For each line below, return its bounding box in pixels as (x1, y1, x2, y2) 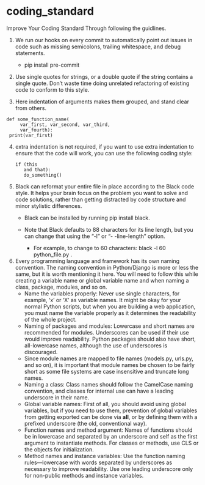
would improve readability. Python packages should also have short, (24, 335, 196, 342)
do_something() (23, 172, 62, 178)
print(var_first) (9, 132, 53, 138)
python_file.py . (33, 251, 72, 258)
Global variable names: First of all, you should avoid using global (24, 400, 187, 407)
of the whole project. (24, 316, 77, 323)
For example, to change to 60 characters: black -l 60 (33, 244, 166, 251)
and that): (23, 166, 51, 172)
